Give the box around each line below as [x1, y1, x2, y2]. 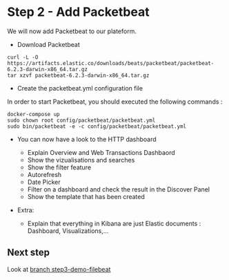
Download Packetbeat [17, 40, 81, 48]
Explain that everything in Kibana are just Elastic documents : [27, 219, 201, 227]
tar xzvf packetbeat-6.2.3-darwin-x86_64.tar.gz [7, 72, 150, 79]
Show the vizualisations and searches [27, 156, 135, 164]
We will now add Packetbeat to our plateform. [7, 27, 137, 35]
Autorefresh [27, 170, 62, 178]
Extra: [17, 205, 34, 214]
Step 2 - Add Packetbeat [7, 4, 150, 20]
